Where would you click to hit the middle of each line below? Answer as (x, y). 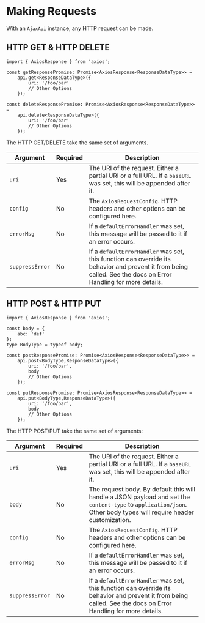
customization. (110, 520)
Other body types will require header (141, 512)
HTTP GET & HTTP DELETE (58, 47)
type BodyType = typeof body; (45, 345)
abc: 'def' (31, 334)
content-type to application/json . (138, 504)
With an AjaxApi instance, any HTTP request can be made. (80, 28)
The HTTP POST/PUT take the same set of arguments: (75, 431)
